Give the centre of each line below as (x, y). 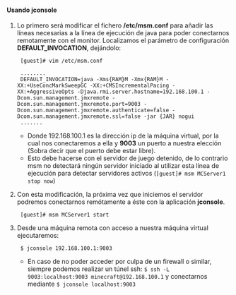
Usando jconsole (32, 10)
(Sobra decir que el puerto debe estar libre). (92, 151)
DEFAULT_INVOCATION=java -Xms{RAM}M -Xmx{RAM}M (92, 80)
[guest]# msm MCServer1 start (65, 215)
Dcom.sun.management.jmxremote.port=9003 (78, 104)
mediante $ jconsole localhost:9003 (81, 284)
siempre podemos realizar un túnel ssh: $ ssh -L (99, 269)
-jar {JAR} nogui (169, 116)
